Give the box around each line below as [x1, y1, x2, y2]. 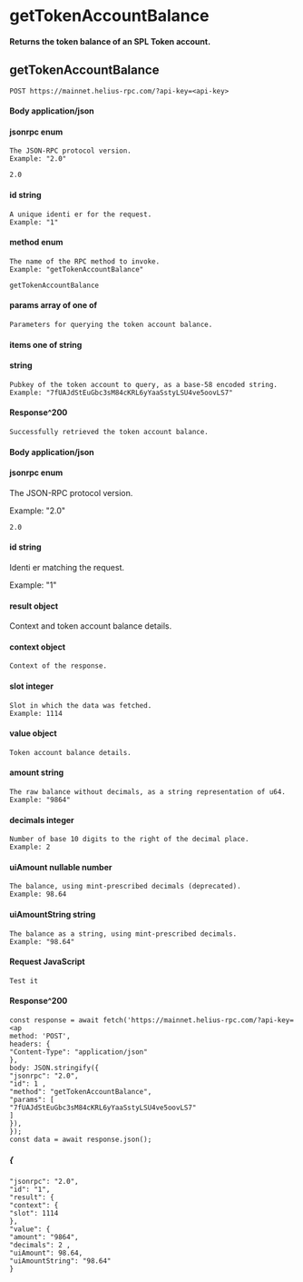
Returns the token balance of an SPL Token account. [9, 35, 211, 46]
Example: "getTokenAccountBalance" [9, 264, 144, 273]
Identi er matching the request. [9, 562, 125, 572]
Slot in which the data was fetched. [9, 701, 152, 710]
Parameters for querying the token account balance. [9, 320, 213, 329]
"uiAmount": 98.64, [9, 1248, 83, 1257]
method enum [9, 237, 64, 248]
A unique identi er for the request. [9, 210, 152, 219]
